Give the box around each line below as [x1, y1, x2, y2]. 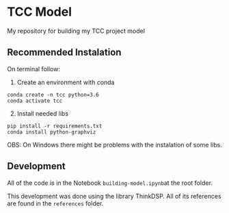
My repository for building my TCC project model [7, 27, 146, 35]
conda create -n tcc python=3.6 [7, 91, 99, 98]
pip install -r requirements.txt [7, 123, 103, 129]
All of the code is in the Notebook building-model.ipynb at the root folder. [7, 179, 213, 187]
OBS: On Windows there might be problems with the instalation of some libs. [7, 140, 222, 149]
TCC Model [7, 4, 72, 20]
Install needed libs [16, 109, 69, 117]
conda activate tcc [7, 97, 63, 104]
